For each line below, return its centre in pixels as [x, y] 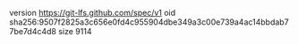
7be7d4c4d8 [33, 31]
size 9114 [75, 31]
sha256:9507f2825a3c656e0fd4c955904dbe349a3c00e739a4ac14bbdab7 [149, 22]
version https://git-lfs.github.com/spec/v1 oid [93, 13]
